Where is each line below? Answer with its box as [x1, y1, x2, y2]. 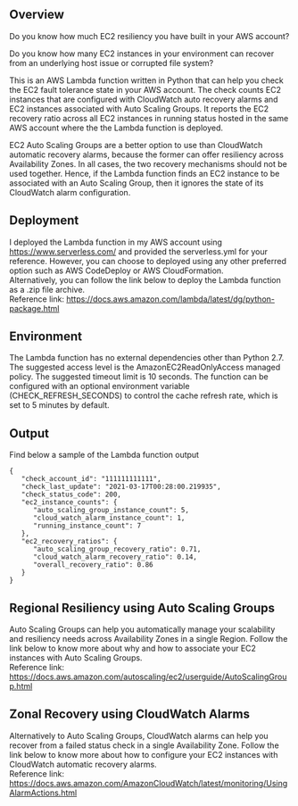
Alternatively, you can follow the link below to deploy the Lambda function [9, 274, 281, 285]
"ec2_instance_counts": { [21, 498, 118, 507]
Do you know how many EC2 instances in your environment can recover [9, 48, 275, 59]
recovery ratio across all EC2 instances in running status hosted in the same [9, 112, 289, 123]
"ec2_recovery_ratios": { [21, 537, 118, 546]
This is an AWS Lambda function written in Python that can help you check [9, 75, 284, 86]
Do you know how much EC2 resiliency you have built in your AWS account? [9, 30, 290, 41]
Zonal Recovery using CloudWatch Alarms [9, 707, 250, 722]
